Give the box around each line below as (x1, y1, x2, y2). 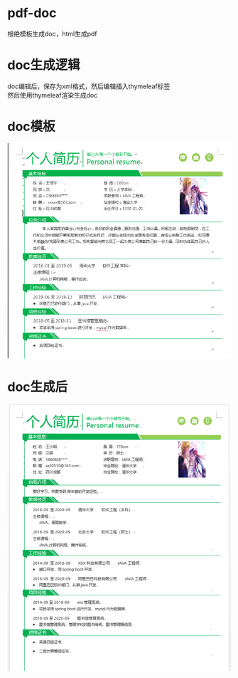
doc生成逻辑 (7, 57, 80, 73)
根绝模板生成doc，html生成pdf (7, 29, 97, 38)
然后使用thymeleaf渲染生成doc (7, 90, 98, 99)
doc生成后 (7, 379, 68, 395)
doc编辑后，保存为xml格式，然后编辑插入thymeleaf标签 (7, 82, 171, 90)
